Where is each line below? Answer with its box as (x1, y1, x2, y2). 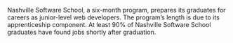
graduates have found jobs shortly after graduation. (7, 28, 157, 36)
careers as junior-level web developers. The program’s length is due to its (7, 13, 220, 21)
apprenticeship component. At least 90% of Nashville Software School (7, 21, 211, 28)
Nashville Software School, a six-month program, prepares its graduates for (7, 6, 226, 14)
